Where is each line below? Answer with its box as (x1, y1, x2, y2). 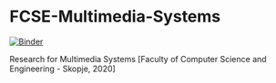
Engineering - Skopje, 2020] (9, 63, 116, 74)
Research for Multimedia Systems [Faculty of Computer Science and (9, 53, 267, 64)
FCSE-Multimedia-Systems (9, 6, 221, 27)
